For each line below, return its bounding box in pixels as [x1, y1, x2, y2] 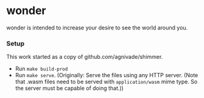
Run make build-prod [15, 65, 68, 72]
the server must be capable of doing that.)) [15, 85, 124, 92]
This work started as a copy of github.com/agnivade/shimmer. [6, 53, 163, 61]
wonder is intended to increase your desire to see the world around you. [6, 24, 188, 31]
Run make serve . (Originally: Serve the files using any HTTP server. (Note [15, 72, 199, 79]
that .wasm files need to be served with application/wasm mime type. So [15, 78, 198, 86]
